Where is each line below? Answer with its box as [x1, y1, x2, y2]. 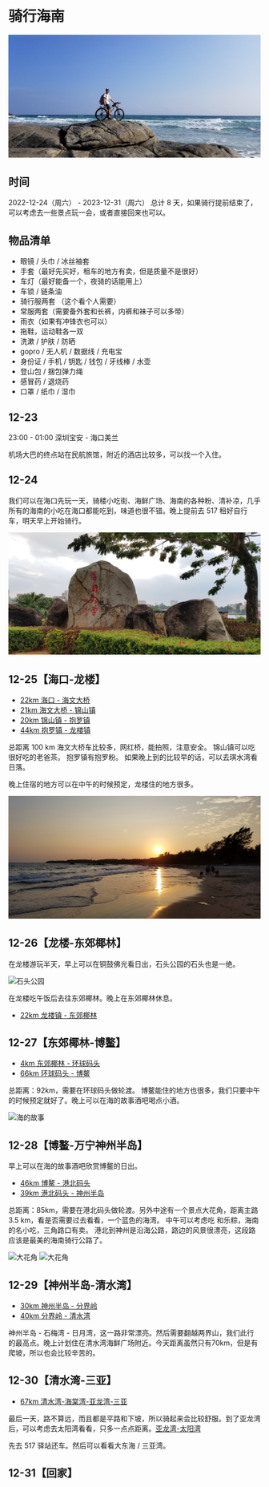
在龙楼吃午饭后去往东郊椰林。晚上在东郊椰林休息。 [8, 993, 177, 1003]
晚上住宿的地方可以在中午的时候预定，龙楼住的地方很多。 [8, 779, 198, 790]
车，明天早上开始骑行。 [8, 515, 86, 525]
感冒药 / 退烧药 [19, 377, 70, 386]
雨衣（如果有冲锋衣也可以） [19, 317, 112, 326]
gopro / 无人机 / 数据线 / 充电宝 [19, 346, 122, 357]
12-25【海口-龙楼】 [8, 673, 106, 686]
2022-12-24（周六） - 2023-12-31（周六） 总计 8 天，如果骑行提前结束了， [8, 198, 258, 208]
